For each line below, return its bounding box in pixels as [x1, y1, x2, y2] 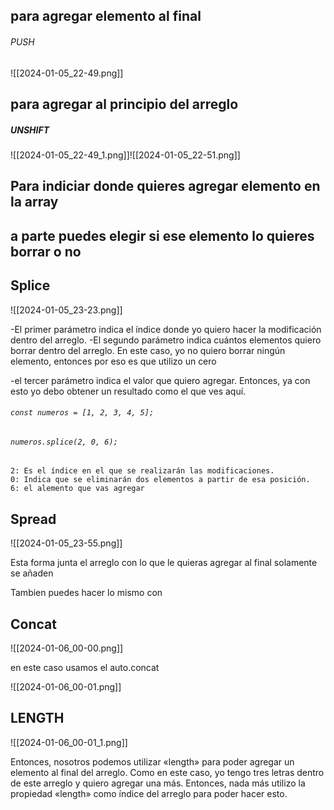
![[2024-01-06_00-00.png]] [10, 642, 124, 654]
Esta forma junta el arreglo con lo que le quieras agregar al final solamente [10, 557, 318, 569]
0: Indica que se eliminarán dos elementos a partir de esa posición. [10, 475, 311, 485]
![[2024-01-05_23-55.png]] [10, 537, 123, 549]
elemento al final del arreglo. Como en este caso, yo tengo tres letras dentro [10, 766, 325, 778]
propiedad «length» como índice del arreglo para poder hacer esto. [10, 787, 288, 799]
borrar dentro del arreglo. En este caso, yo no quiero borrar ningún [10, 344, 286, 356]
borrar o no [10, 243, 82, 260]
